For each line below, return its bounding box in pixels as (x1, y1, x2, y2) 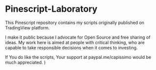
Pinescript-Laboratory (5, 3, 98, 15)
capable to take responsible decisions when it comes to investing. (5, 45, 138, 50)
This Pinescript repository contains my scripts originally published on (5, 20, 144, 25)
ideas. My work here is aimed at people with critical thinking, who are (5, 39, 145, 45)
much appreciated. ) (5, 59, 46, 65)
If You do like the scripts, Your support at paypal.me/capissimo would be (5, 54, 152, 60)
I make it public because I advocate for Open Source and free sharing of (5, 34, 151, 40)
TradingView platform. (5, 24, 50, 30)
